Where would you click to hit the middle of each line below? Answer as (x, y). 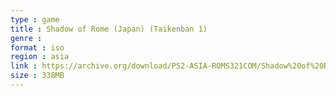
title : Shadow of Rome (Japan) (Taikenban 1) (109, 29)
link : (24, 66)
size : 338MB (37, 76)
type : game (35, 19)
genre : (26, 38)
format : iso (37, 47)
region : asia (40, 57)
